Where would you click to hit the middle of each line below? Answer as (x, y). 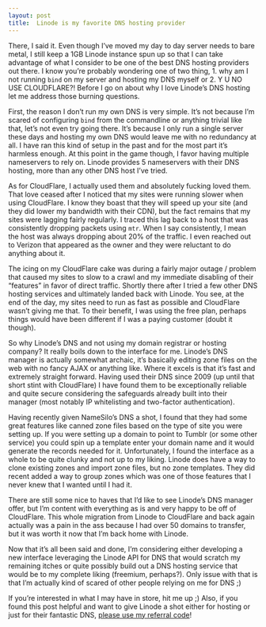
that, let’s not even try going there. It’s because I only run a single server (126, 128)
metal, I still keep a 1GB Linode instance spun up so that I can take (116, 54)
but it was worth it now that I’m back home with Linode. (98, 533)
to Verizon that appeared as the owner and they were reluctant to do (120, 245)
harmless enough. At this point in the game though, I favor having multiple (129, 153)
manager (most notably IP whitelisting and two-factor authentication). (122, 402)
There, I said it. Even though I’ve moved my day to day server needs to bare (131, 45)
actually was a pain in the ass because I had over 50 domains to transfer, (127, 525)
